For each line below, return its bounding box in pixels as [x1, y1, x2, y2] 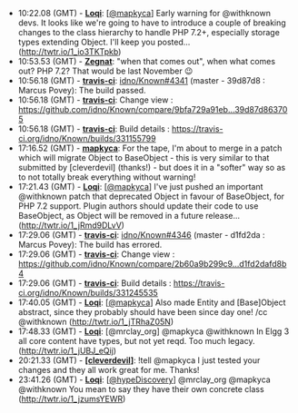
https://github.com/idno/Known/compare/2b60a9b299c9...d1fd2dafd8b [17, 259, 287, 269]
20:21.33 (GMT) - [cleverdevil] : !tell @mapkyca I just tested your [17, 355, 261, 366]
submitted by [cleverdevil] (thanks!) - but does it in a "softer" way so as [17, 162, 286, 172]
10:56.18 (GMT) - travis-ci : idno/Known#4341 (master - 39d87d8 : [17, 75, 265, 85]
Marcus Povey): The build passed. [17, 85, 147, 95]
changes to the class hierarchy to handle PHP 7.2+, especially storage [17, 27, 280, 37]
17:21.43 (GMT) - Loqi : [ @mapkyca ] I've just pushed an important [17, 182, 263, 192]
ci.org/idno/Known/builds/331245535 [17, 288, 159, 298]
